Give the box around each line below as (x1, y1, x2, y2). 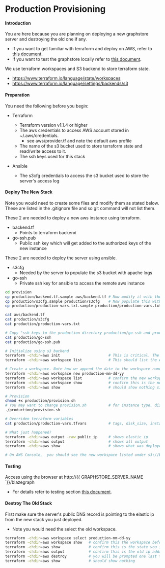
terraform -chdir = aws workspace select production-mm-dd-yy (5, 535, 131, 540)
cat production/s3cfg (5, 317, 50, 322)
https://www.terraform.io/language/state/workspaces (12, 75, 121, 81)
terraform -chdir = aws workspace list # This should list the (5, 357, 157, 363)
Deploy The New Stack (5, 189, 53, 195)
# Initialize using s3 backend (5, 349, 69, 354)
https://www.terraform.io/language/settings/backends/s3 (12, 80, 129, 87)
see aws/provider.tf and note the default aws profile (27, 138, 132, 143)
